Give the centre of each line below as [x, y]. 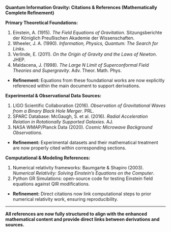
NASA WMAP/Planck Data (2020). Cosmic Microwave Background [82, 127]
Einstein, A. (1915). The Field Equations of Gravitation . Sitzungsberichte [87, 32]
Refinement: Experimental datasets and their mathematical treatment [85, 143]
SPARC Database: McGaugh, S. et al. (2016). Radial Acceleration [80, 116]
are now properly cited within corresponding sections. [69, 148]
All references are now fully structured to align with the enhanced [76, 214]
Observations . [27, 133]
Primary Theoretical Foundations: [41, 23]
